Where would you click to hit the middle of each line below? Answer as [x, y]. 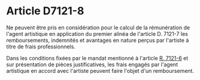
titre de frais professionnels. [41, 47]
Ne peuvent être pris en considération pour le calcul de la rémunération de [98, 27]
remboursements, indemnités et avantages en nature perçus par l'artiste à [98, 40]
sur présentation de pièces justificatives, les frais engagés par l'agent [92, 64]
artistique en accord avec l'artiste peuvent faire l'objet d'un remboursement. [100, 70]
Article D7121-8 [45, 11]
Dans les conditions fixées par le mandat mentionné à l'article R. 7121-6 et [97, 58]
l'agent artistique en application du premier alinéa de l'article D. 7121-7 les [97, 33]
